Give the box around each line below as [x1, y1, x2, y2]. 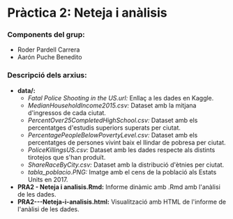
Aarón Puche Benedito [17, 53, 82, 61]
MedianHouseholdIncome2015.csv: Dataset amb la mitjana [27, 101, 197, 109]
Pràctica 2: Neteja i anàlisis [7, 5, 167, 21]
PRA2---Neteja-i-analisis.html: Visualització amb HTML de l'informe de [17, 197, 227, 206]
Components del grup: [7, 30, 85, 40]
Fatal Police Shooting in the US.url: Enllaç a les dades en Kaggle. [27, 93, 214, 102]
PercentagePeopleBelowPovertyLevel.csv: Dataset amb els [27, 130, 198, 139]
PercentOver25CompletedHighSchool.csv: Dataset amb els [27, 116, 198, 124]
